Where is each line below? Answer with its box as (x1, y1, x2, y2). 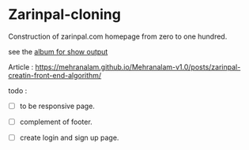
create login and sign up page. (19, 133, 119, 143)
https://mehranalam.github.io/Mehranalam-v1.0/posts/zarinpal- (35, 62, 241, 72)
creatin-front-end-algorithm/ (8, 70, 102, 80)
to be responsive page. (19, 101, 95, 111)
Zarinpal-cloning (8, 6, 121, 24)
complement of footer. (19, 117, 92, 126)
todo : (8, 85, 28, 96)
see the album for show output (8, 47, 108, 56)
